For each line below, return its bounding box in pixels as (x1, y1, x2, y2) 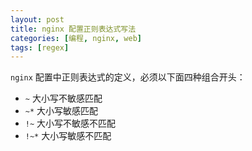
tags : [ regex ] (10, 42, 70, 53)
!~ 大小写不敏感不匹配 (24, 117, 117, 130)
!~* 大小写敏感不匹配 (24, 130, 112, 142)
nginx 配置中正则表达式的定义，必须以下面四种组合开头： (10, 71, 246, 83)
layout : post (10, 14, 65, 25)
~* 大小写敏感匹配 (24, 105, 99, 117)
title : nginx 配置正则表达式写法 (10, 24, 137, 34)
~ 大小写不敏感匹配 (24, 92, 103, 105)
